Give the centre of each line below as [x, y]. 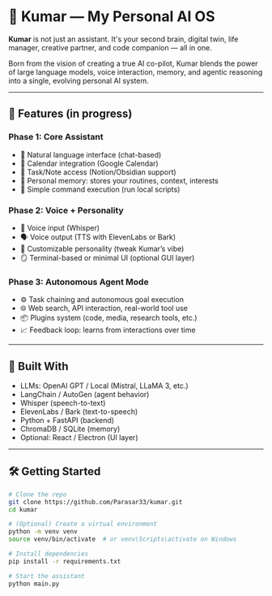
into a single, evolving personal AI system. [79, 80]
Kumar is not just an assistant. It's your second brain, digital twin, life [123, 39]
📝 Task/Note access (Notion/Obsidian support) [98, 172]
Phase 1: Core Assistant [56, 137]
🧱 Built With [38, 366]
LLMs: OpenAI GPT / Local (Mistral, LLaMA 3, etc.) [104, 386]
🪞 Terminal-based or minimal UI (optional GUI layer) [107, 257]
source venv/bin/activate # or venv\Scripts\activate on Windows [123, 539]
